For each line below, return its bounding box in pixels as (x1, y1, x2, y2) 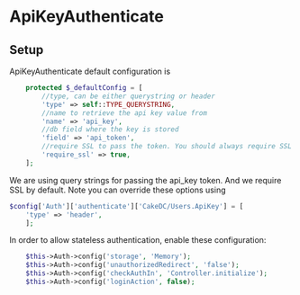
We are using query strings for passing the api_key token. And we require (9, 174, 282, 185)
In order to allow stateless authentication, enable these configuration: (9, 235, 267, 246)
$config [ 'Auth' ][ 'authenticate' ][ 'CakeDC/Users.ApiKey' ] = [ (9, 201, 244, 210)
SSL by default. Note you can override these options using (9, 184, 226, 195)
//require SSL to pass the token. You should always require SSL (41, 142, 293, 151)
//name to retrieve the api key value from (41, 108, 207, 118)
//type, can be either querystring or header (41, 92, 216, 101)
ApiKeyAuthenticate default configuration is (9, 66, 171, 76)
